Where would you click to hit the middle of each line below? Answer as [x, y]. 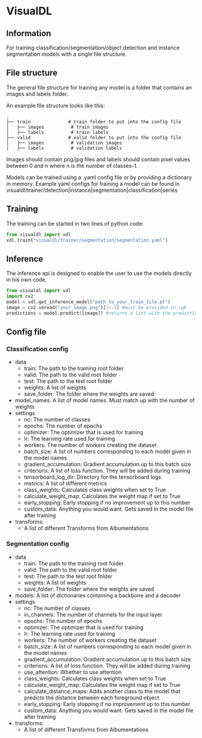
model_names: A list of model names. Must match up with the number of [105, 401]
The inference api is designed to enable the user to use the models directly [99, 273]
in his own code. [26, 280]
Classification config [37, 349]
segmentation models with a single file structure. [67, 54]
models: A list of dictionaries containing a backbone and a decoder [98, 595]
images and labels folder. [37, 94]
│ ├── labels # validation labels [64, 148]
